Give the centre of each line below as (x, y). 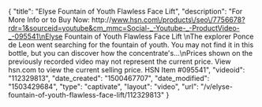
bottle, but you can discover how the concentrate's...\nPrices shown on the (131, 53)
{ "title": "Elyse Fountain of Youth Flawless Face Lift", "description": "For (125, 11)
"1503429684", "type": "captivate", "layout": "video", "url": (103, 87)
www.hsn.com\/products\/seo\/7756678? (179, 20)
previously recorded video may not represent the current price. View (120, 61)
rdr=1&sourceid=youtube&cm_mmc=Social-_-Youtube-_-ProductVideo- (124, 28)
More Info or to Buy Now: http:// (60, 20)
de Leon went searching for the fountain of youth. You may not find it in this (131, 45)
